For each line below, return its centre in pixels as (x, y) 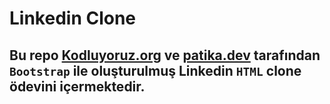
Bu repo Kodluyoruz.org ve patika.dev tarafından (165, 55)
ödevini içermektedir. (77, 86)
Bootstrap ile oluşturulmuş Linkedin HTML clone (155, 70)
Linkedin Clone (73, 18)
